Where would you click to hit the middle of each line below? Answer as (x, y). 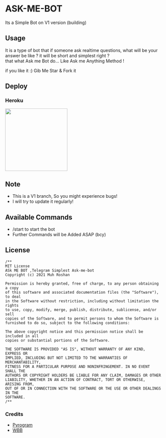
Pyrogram (23, 425)
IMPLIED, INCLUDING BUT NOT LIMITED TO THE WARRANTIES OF (66, 358)
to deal (13, 297)
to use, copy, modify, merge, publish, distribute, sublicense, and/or (81, 310)
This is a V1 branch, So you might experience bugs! (65, 196)
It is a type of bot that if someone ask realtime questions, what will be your (82, 50)
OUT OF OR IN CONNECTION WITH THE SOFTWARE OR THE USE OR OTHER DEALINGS (83, 388)
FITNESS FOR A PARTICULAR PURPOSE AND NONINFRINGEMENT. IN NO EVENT (78, 367)
